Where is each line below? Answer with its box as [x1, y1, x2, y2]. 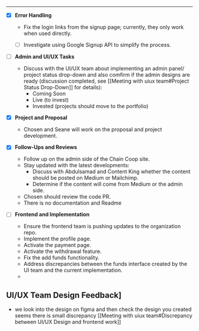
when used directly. [23, 30, 72, 37]
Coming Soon [32, 90, 66, 98]
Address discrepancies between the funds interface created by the [23, 261, 188, 268]
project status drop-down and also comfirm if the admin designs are [23, 72, 191, 79]
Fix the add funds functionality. [23, 254, 99, 261]
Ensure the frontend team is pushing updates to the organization [23, 223, 181, 230]
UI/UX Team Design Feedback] [6, 290, 122, 300]
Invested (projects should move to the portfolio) [32, 103, 149, 110]
